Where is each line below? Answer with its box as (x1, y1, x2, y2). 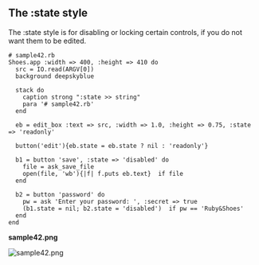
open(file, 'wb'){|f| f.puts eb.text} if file (22, 170, 183, 177)
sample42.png (8, 232, 58, 242)
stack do (15, 86, 45, 94)
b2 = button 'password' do (15, 190, 105, 198)
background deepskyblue (15, 72, 94, 80)
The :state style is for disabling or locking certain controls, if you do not (8, 27, 243, 37)
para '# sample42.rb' (22, 99, 94, 108)
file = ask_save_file (22, 162, 94, 170)
